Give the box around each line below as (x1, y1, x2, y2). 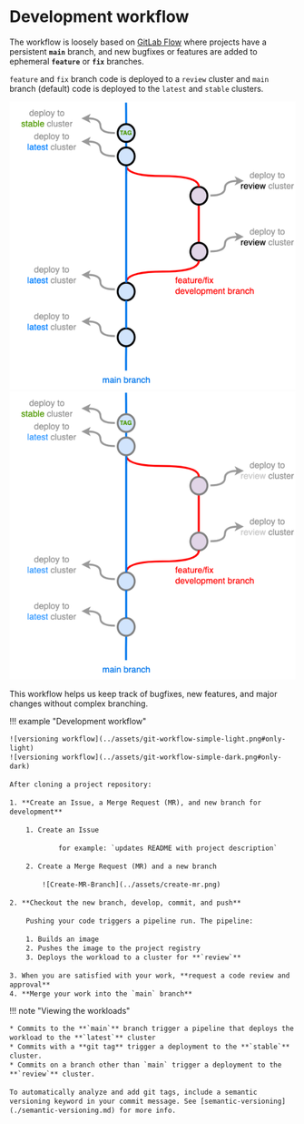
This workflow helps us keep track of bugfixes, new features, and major (9, 689, 278, 700)
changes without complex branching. (9, 698, 148, 709)
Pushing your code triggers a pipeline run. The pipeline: (25, 916, 254, 926)
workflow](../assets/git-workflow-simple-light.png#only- (62, 734, 286, 744)
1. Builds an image (25, 935, 100, 944)
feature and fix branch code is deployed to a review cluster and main (9, 73, 270, 84)
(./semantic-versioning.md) (9, 1106, 116, 1116)
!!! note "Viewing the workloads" (9, 1006, 131, 1017)
